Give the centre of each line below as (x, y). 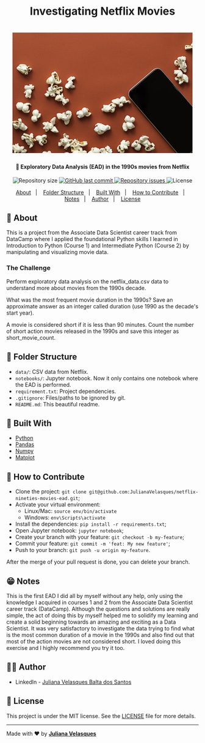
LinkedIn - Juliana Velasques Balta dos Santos (73, 682)
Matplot (25, 458)
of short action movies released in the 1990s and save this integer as (93, 331)
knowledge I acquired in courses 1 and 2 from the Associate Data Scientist (100, 602)
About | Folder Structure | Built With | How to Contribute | (100, 192)
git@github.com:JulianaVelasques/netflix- (144, 492)
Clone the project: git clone (51, 491)
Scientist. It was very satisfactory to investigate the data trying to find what (101, 628)
